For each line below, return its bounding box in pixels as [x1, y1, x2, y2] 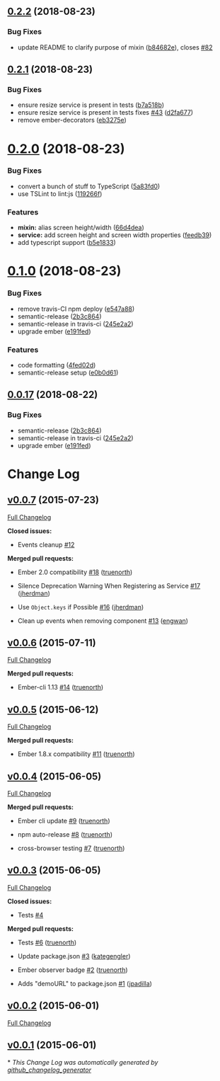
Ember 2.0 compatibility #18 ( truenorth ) [17, 568, 133, 576]
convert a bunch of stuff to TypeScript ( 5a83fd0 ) [17, 182, 161, 190]
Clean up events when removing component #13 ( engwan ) [17, 616, 189, 625]
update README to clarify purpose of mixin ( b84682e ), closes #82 [17, 42, 213, 52]
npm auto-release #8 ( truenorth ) [17, 830, 113, 839]
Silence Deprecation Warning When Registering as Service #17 [17, 581, 201, 590]
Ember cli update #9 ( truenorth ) [17, 817, 110, 825]
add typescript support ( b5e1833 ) [17, 239, 117, 247]
